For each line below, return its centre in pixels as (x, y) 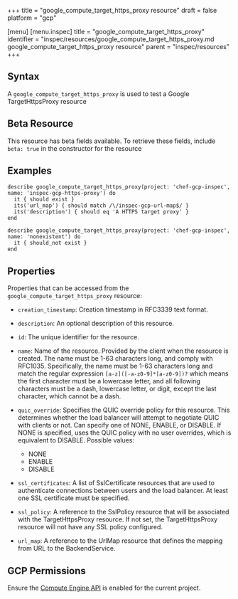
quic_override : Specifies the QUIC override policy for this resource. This (124, 410)
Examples (29, 171)
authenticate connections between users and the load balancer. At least (123, 491)
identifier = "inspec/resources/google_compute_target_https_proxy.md (111, 39)
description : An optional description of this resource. (96, 324)
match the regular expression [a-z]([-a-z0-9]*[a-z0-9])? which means (123, 373)
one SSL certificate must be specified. (74, 498)
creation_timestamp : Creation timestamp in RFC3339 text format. (113, 309)
